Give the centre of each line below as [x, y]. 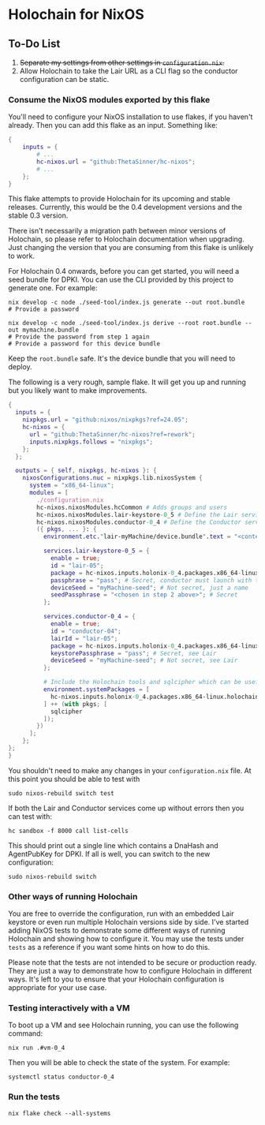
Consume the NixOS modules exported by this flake [109, 99]
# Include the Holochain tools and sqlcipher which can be [142, 682]
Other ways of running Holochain [73, 896]
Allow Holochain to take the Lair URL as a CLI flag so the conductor [129, 71]
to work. [22, 256]
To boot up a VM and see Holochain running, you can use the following [123, 1025]
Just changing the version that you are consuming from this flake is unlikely [131, 248]
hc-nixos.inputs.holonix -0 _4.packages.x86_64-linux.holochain [155, 697]
